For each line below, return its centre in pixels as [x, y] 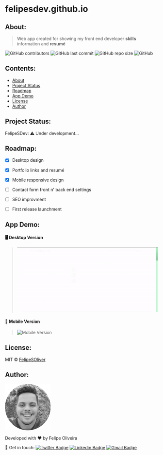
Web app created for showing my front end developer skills [76, 38]
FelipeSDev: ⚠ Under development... [42, 133]
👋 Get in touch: [20, 448]
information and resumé [41, 44]
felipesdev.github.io [47, 9]
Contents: [20, 68]
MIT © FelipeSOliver [25, 360]
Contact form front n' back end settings [51, 190]
